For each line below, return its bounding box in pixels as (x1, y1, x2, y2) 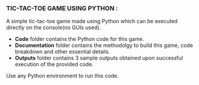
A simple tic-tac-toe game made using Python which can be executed (6, 18, 178, 25)
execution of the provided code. (14, 61, 94, 68)
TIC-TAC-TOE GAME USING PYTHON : (6, 4, 118, 12)
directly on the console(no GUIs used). (6, 24, 101, 31)
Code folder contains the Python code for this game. (14, 36, 144, 43)
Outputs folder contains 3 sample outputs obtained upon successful (14, 55, 184, 62)
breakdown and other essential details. (14, 48, 110, 55)
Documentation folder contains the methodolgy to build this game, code (14, 42, 194, 49)
